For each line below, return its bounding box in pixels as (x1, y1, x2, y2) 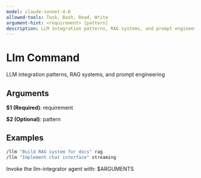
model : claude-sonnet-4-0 (6, 8, 71, 15)
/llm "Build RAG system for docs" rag (6, 149, 103, 155)
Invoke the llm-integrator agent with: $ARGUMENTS (6, 165, 134, 172)
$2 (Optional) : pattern (6, 116, 61, 122)
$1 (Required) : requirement (6, 104, 74, 111)
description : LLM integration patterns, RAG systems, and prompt (6, 25, 172, 32)
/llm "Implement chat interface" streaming (6, 154, 117, 160)
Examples (6, 133, 44, 143)
